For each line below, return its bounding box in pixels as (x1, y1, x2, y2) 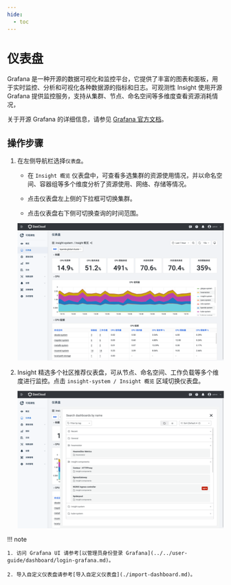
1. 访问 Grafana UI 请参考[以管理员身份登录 (7, 549, 124, 556)
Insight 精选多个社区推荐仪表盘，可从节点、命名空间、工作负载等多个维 (16, 368, 219, 377)
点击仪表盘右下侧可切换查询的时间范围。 (27, 209, 142, 218)
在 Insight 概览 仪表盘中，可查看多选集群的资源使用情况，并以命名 (27, 172, 217, 180)
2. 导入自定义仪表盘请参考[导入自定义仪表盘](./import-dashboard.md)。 (7, 571, 196, 578)
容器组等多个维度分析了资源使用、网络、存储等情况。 (39, 180, 190, 188)
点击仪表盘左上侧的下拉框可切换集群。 (27, 194, 136, 203)
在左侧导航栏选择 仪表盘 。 (16, 157, 87, 165)
